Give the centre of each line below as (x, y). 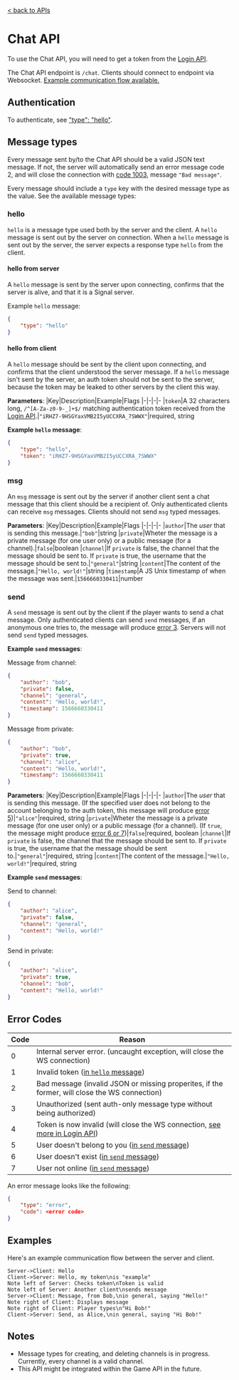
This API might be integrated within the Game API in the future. (110, 1369)
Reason (132, 1039)
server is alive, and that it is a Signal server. (71, 292)
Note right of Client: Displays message (68, 1302)
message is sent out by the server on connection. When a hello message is (118, 237)
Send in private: (31, 951)
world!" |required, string (42, 863)
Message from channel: (42, 663)
